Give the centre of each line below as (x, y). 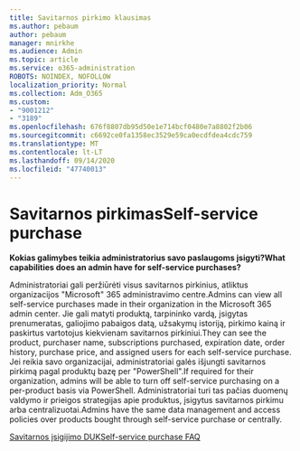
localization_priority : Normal (68, 85)
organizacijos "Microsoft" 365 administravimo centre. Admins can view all (146, 295)
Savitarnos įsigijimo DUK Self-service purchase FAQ (105, 437)
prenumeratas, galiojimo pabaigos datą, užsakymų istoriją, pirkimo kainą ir (148, 324)
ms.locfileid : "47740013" (58, 169)
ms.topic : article (44, 60)
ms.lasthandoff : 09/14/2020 (62, 160)
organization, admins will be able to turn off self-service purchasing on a (145, 381)
